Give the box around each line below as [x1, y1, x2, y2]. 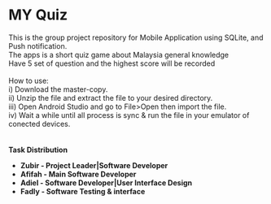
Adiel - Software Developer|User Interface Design [20, 177, 193, 188]
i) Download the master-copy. [8, 84, 108, 94]
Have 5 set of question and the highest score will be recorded [8, 59, 216, 68]
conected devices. [8, 119, 71, 128]
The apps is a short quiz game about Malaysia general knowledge [8, 50, 229, 59]
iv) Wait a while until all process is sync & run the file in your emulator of [8, 110, 250, 119]
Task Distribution [8, 145, 68, 154]
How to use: [8, 76, 49, 85]
